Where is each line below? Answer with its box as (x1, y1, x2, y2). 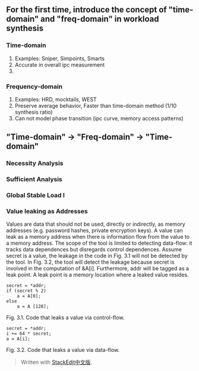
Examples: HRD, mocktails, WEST (14, 95, 97, 103)
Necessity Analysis (6, 159, 64, 167)
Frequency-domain (6, 82, 63, 91)
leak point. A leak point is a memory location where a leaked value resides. (6, 271, 189, 279)
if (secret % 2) (6, 288, 46, 294)
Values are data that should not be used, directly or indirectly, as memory (6, 220, 185, 228)
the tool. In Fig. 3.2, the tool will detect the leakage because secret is (6, 258, 175, 266)
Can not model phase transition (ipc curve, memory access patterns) (14, 114, 184, 121)
